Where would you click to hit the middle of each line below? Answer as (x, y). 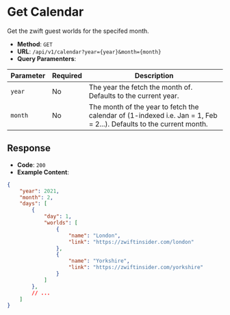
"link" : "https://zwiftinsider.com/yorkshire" (136, 268)
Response (29, 148)
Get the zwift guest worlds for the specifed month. (78, 31)
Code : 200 (31, 164)
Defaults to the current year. (134, 95)
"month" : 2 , (36, 197)
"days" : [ (34, 204)
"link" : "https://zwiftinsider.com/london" (131, 242)
